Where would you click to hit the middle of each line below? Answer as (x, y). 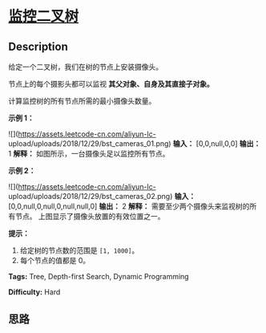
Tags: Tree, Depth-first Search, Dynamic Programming (99, 276)
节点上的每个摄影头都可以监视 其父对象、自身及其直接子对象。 (111, 84)
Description (38, 46)
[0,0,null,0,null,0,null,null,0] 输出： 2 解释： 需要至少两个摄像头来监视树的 (129, 206)
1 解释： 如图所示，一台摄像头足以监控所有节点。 (89, 154)
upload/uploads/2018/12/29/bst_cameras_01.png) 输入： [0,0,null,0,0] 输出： (135, 144)
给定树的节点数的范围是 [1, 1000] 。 (79, 250)
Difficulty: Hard (34, 292)
